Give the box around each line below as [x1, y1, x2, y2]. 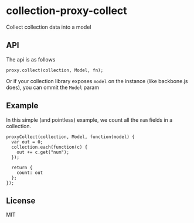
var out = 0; [11, 139, 43, 145]
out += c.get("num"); [16, 149, 69, 155]
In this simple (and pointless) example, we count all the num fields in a [6, 116, 173, 123]
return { [11, 164, 33, 170]
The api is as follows [6, 56, 56, 63]
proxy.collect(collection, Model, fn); [6, 67, 104, 73]
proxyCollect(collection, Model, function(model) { [6, 133, 135, 140]
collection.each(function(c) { [11, 144, 88, 150]
